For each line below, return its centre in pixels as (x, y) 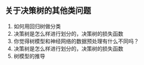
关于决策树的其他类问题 (48, 11)
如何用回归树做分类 (37, 26)
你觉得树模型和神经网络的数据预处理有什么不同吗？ (76, 41)
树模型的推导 (29, 56)
